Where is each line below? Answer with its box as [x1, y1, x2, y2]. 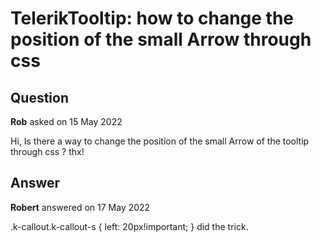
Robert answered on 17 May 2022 [10, 201, 151, 213]
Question [10, 89, 69, 106]
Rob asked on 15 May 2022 [10, 116, 123, 127]
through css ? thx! [10, 146, 85, 157]
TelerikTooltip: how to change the [10, 7, 295, 30]
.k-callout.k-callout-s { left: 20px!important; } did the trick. [10, 220, 249, 232]
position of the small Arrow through [10, 28, 312, 51]
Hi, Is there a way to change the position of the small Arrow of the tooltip [10, 135, 310, 147]
